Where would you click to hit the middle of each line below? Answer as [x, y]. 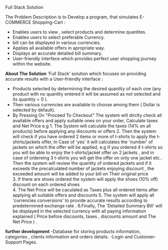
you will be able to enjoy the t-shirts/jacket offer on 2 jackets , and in [83, 153]
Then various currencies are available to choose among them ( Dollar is [86, 104]
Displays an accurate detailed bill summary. [57, 53]
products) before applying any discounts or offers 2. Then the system [84, 131]
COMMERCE [18, 22]
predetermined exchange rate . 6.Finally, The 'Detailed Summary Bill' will [87, 206]
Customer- [145, 237]
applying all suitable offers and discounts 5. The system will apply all [83, 195]
